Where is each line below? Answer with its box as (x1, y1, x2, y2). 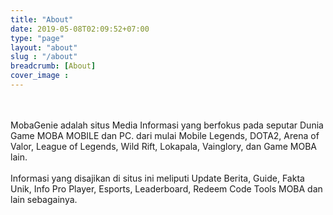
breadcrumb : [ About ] (10, 61, 97, 71)
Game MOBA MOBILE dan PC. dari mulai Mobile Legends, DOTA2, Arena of (10, 129, 320, 141)
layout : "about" (10, 42, 78, 53)
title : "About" (10, 14, 74, 25)
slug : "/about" (10, 52, 78, 62)
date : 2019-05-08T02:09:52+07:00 (10, 24, 150, 34)
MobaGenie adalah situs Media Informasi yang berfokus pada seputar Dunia (10, 119, 324, 131)
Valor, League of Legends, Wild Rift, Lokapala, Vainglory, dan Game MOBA (10, 140, 317, 152)
